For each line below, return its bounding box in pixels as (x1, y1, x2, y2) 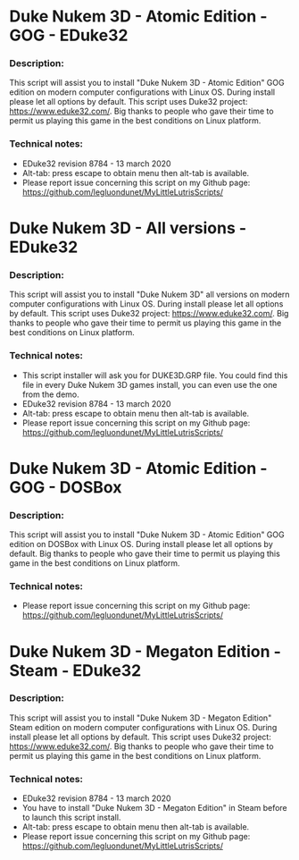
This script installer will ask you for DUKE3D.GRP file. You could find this (21, 369, 288, 381)
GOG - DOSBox (9, 476, 122, 497)
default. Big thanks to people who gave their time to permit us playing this (9, 548, 281, 560)
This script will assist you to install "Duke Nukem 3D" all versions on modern (9, 289, 290, 300)
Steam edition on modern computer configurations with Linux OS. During (9, 721, 278, 732)
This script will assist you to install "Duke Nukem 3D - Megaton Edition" (9, 712, 272, 723)
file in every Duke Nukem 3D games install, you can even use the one (21, 379, 278, 390)
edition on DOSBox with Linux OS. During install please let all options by (9, 539, 274, 550)
